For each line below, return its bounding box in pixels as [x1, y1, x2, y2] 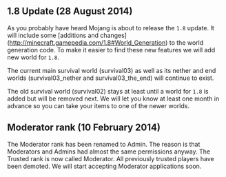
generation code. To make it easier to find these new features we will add [7, 45, 216, 54]
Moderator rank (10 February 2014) [7, 122, 161, 134]
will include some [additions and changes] [7, 31, 127, 39]
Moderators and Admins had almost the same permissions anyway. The [7, 147, 211, 156]
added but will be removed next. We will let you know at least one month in [7, 94, 220, 103]
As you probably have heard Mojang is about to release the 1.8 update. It [7, 23, 215, 32]
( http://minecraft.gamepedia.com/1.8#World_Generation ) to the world [7, 38, 204, 47]
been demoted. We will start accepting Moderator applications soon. [7, 162, 202, 170]
